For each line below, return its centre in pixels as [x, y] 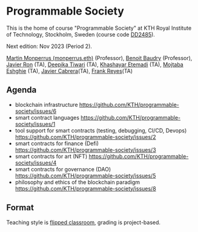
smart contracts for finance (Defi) [57, 143]
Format [20, 208]
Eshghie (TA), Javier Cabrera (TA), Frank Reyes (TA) [70, 70]
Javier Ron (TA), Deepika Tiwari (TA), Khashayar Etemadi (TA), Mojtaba [95, 64]
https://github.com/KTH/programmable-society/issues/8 [85, 188]
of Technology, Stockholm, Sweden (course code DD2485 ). [81, 34]
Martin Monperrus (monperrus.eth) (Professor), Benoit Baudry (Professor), [99, 58]
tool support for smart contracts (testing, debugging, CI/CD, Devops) [101, 130]
